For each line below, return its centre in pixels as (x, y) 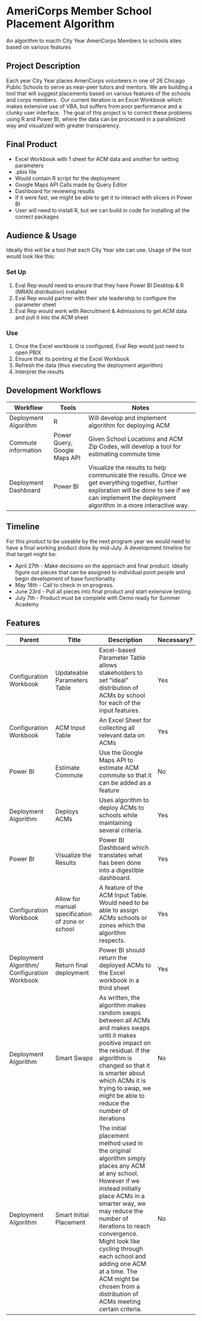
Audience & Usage (41, 236)
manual (66, 907)
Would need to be (124, 903)
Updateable (72, 673)
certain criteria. (121, 1309)
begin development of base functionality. (66, 578)
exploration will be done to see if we (139, 490)
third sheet (114, 988)
